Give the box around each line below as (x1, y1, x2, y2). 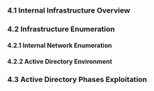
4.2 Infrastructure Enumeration (7, 24, 115, 33)
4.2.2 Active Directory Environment (7, 58, 113, 66)
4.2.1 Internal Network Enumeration (7, 41, 112, 50)
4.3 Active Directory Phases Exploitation (7, 74, 148, 84)
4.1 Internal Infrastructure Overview (7, 6, 130, 15)
